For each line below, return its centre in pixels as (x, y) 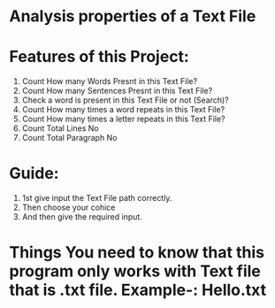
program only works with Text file (135, 271)
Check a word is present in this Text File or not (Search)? (126, 100)
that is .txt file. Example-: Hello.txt (138, 290)
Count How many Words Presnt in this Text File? (109, 81)
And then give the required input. (82, 217)
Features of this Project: (99, 57)
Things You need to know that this (137, 253)
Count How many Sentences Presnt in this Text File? (117, 91)
